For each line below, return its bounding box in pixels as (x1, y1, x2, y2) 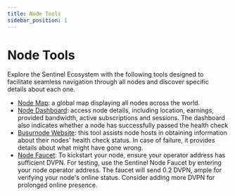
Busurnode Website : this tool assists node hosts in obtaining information (17, 129, 227, 137)
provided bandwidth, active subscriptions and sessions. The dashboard (17, 114, 225, 122)
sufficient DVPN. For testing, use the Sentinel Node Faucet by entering (17, 159, 222, 167)
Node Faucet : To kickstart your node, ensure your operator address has (17, 151, 226, 159)
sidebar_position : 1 (7, 17, 68, 24)
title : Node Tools (7, 10, 61, 18)
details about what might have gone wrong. (17, 143, 144, 152)
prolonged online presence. (17, 181, 98, 190)
